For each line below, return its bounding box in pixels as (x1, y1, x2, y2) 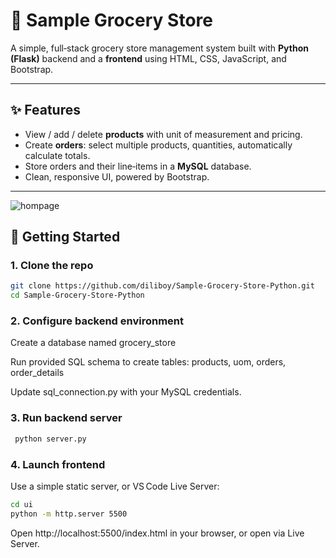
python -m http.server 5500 (10, 509, 128, 519)
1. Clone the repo (10, 259, 94, 273)
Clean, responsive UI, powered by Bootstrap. (24, 170, 210, 183)
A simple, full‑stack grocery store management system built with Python (10, 42, 309, 54)
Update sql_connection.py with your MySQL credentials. (10, 386, 242, 398)
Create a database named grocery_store (10, 337, 177, 349)
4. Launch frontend (10, 457, 106, 471)
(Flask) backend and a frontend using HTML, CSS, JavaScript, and (10, 52, 287, 64)
